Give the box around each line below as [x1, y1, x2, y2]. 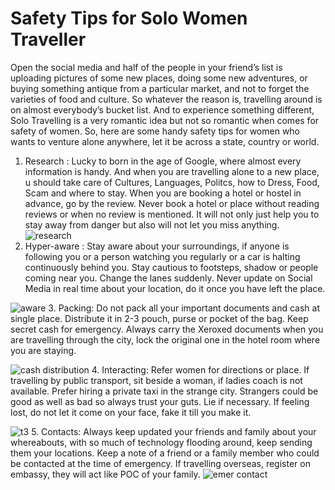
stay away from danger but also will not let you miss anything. [24, 218, 280, 231]
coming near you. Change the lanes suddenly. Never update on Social [24, 272, 313, 284]
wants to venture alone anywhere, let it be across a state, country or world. [10, 135, 320, 147]
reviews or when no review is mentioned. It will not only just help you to [24, 208, 320, 220]
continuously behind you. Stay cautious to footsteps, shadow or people [24, 261, 319, 273]
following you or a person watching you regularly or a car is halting [24, 250, 301, 262]
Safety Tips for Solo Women [10, 7, 248, 30]
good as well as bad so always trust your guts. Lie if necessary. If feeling [10, 395, 310, 407]
